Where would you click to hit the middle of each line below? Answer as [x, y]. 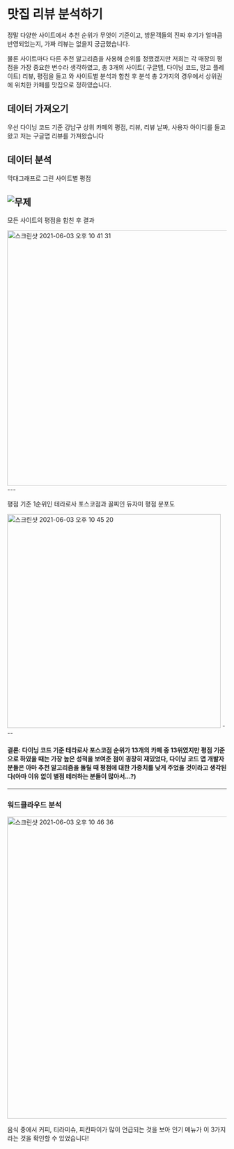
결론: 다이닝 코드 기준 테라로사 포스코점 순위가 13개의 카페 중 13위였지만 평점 [110, 750]
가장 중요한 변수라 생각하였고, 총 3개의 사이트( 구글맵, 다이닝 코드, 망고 [116, 67]
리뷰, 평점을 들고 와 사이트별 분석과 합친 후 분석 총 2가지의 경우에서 [113, 76]
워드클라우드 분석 [34, 805]
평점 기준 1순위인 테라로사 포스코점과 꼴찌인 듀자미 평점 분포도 [91, 504]
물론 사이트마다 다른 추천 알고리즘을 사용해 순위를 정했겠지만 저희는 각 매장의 [111, 58]
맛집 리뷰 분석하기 [55, 14]
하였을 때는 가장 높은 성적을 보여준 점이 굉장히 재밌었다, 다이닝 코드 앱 [113, 759]
